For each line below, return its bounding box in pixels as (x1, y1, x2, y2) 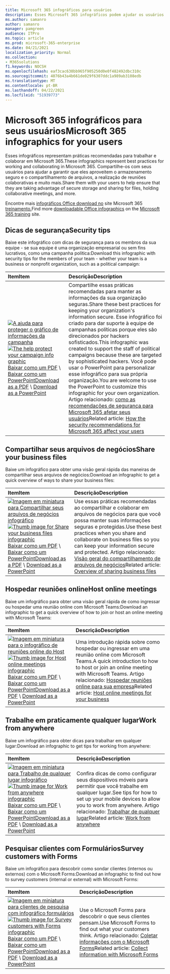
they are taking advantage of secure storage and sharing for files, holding (5, 185, 159, 191)
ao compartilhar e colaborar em (74, 504, 149, 511)
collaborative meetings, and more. (5, 191, 77, 197)
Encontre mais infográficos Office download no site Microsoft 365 (5, 200, 143, 206)
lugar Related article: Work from (76, 814, 151, 821)
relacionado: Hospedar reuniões (75, 676, 152, 683)
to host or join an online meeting (75, 664, 152, 671)
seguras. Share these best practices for (68, 301, 161, 308)
